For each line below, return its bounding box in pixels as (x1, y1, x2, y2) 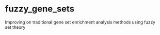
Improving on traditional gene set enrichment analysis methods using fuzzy (5, 19, 156, 25)
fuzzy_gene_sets (5, 3, 75, 14)
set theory (5, 24, 26, 30)
